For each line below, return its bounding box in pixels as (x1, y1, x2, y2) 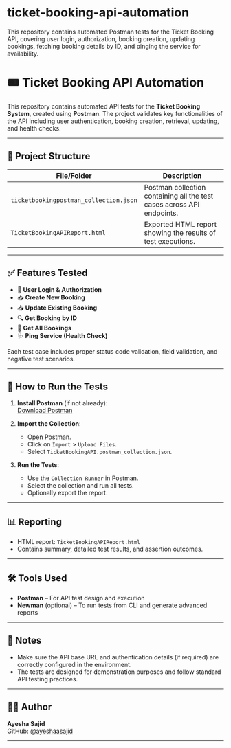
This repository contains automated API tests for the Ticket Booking (7, 102, 201, 111)
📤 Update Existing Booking (16, 304, 98, 312)
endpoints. (144, 208, 179, 218)
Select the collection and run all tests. (27, 481, 134, 490)
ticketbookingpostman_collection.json (10, 196, 137, 204)
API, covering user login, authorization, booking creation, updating (7, 34, 195, 43)
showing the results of (144, 228, 217, 238)
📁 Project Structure (7, 150, 91, 162)
